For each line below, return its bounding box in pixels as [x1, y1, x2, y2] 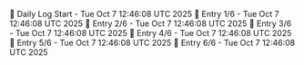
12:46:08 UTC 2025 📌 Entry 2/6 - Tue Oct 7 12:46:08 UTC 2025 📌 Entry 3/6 [9, 18, 292, 29]
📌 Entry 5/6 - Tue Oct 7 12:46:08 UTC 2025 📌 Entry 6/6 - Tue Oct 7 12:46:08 [9, 37, 296, 48]
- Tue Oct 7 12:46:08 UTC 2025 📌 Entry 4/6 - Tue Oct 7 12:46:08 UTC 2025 [9, 28, 292, 38]
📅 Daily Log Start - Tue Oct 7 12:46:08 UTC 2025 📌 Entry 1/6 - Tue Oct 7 [9, 9, 279, 19]
